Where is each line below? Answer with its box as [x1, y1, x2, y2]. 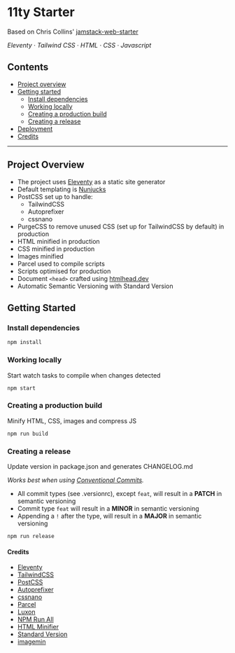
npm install [7, 339, 42, 346]
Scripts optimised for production [17, 267, 111, 275]
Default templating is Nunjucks [17, 185, 106, 193]
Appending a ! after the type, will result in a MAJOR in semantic [17, 512, 202, 521]
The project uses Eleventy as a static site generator [17, 177, 166, 186]
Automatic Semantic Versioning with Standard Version [17, 282, 173, 290]
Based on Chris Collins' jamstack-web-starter [7, 27, 138, 36]
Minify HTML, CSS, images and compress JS [7, 416, 137, 425]
